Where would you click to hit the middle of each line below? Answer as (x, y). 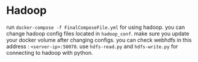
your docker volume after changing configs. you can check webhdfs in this (99, 40)
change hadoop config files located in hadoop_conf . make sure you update (98, 33)
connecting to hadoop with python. (50, 52)
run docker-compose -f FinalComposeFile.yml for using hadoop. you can (96, 27)
